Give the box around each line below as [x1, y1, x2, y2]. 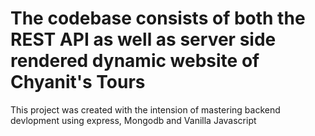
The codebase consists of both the [10, 7, 306, 30]
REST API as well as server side [10, 28, 277, 51]
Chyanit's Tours [10, 71, 146, 94]
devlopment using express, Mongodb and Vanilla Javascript [10, 114, 257, 126]
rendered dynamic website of [10, 50, 260, 72]
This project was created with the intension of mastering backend [10, 103, 281, 116]
